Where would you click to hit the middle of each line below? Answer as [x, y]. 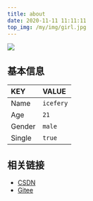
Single [21, 138]
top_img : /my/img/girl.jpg [47, 27]
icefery [55, 103]
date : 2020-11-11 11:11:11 [47, 21]
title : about [26, 14]
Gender [23, 126]
